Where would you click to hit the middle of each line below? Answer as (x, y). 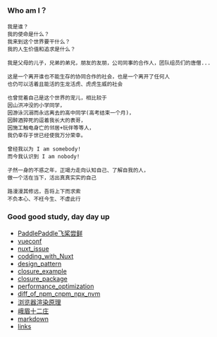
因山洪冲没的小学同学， (36, 106)
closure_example (42, 271)
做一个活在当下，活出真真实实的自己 (52, 178)
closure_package (43, 278)
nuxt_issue (33, 249)
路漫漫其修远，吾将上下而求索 (44, 191)
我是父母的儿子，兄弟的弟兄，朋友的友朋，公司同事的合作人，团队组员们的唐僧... (109, 63)
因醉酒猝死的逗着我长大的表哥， (47, 121)
